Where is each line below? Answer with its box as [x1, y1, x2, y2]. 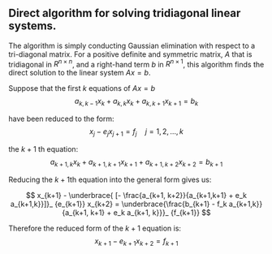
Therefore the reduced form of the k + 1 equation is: [8, 223, 181, 233]
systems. [8, 19, 57, 33]
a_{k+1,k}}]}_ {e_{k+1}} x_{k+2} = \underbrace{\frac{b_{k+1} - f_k [10, 199, 227, 209]
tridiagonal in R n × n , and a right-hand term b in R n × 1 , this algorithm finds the [8, 58, 265, 69]
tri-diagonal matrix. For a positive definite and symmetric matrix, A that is [8, 49, 253, 59]
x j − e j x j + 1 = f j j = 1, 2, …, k [89, 127, 184, 139]
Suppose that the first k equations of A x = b [8, 84, 156, 93]
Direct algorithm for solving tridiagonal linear [8, 6, 241, 20]
